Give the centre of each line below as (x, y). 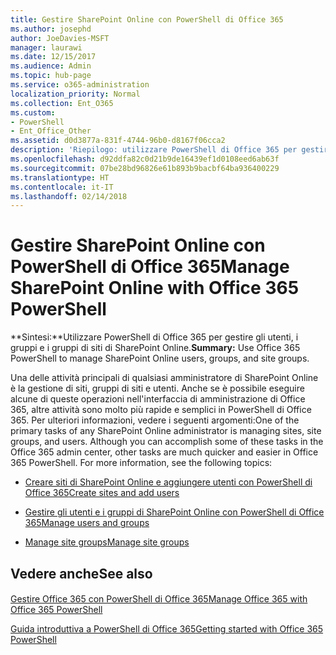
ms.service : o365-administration (80, 85)
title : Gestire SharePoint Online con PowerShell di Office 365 (147, 19)
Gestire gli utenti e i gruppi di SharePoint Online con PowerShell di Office (174, 512)
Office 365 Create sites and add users (102, 493)
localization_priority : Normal (75, 94)
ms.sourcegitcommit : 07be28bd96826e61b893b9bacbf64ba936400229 (145, 168)
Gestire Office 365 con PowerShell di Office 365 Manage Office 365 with (159, 599)
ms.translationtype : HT (60, 177)
